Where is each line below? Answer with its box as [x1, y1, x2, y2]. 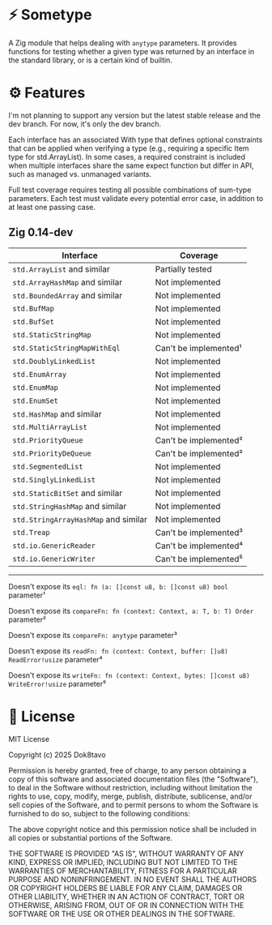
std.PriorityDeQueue [12, 448, 91, 458]
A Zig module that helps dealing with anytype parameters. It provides [8, 37, 237, 48]
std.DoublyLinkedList [12, 357, 96, 366]
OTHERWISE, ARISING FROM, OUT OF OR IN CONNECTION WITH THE [8, 900, 244, 910]
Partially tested [155, 263, 212, 275]
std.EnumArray [12, 370, 67, 379]
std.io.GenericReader [12, 541, 96, 550]
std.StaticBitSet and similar [12, 487, 123, 499]
